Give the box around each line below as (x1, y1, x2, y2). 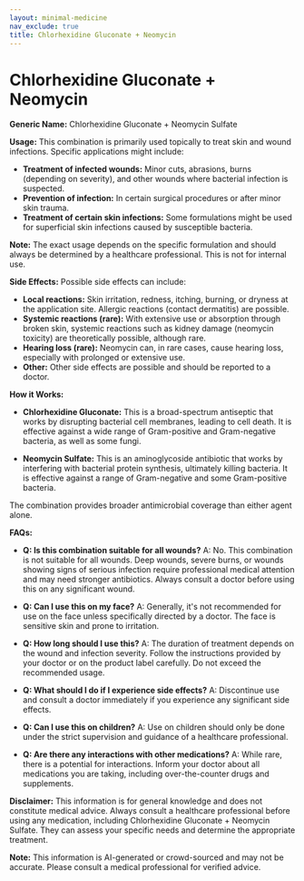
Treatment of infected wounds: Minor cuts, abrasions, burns (22, 164, 252, 175)
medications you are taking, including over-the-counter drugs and (22, 768, 270, 779)
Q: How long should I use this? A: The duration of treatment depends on (22, 638, 295, 649)
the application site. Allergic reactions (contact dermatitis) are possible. (22, 304, 289, 315)
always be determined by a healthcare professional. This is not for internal (9, 249, 288, 260)
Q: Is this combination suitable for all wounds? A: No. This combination (22, 545, 293, 556)
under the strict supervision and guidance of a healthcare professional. (22, 732, 289, 743)
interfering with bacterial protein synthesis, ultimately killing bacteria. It (22, 463, 289, 474)
